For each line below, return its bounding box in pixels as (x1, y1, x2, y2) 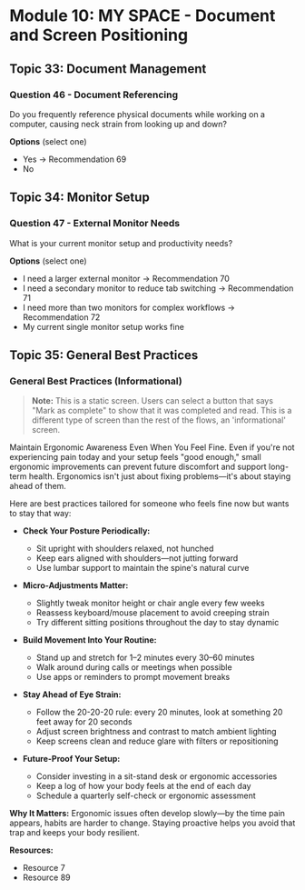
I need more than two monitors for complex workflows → (22, 302, 236, 313)
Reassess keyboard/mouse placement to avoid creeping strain (35, 607, 270, 618)
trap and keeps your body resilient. (9, 827, 141, 838)
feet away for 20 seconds (35, 716, 133, 727)
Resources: (9, 845, 54, 855)
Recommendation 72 (22, 311, 101, 323)
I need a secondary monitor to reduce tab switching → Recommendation (22, 283, 294, 294)
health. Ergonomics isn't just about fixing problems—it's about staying (28, 471, 291, 482)
